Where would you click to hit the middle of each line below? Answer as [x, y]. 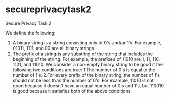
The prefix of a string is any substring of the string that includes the [82, 54]
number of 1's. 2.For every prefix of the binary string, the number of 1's [86, 75]
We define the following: [31, 33]
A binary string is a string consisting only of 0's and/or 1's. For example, [87, 43]
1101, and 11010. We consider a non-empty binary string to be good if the [88, 64]
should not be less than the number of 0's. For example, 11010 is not [83, 80]
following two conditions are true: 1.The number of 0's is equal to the [84, 70]
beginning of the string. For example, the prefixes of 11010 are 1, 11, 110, [86, 59]
